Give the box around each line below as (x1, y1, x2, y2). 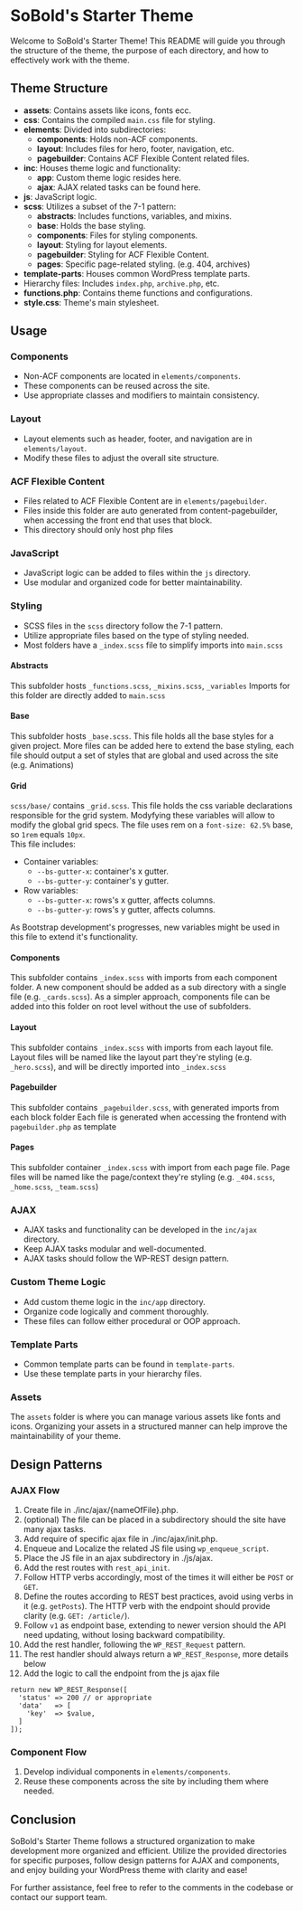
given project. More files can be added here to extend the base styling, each (10, 741, 294, 752)
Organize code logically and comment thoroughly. (23, 1306, 209, 1317)
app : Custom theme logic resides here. (36, 172, 182, 183)
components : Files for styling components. (36, 230, 198, 241)
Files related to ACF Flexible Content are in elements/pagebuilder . (23, 496, 268, 506)
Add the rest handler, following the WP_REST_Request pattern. (23, 1639, 246, 1650)
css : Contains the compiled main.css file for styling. (23, 114, 216, 125)
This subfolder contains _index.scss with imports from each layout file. (10, 1042, 274, 1053)
